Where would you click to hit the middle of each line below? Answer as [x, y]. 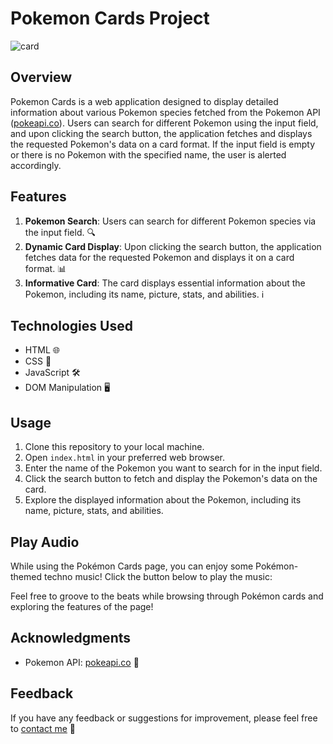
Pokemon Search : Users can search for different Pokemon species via [170, 221]
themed [26, 576]
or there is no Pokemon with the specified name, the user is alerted [148, 154]
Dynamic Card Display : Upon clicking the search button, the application [173, 246]
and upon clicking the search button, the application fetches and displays [161, 133]
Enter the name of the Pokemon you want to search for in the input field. [173, 468]
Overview [41, 77]
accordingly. [36, 165]
